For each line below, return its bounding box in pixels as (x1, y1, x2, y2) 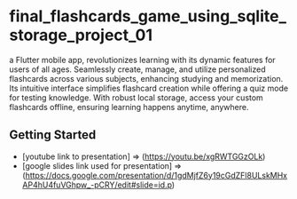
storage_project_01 (9, 25, 153, 45)
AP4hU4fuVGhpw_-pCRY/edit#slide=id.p (21, 179, 173, 190)
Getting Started (9, 127, 97, 143)
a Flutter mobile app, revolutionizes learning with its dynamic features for (9, 54, 277, 65)
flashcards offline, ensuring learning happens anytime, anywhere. (9, 101, 249, 112)
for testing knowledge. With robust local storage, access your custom (9, 92, 263, 103)
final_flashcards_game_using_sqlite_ (9, 6, 286, 27)
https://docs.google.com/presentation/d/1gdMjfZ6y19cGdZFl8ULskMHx (25, 170, 288, 180)
